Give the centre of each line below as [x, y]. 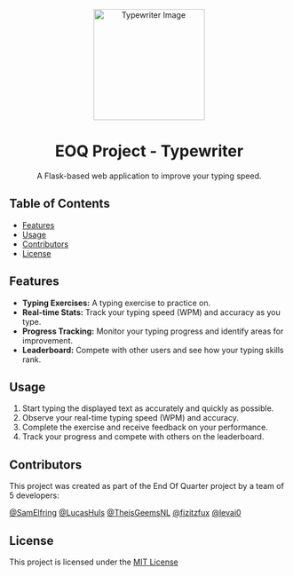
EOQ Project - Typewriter [149, 151]
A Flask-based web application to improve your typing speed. [149, 176]
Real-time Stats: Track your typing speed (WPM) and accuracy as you [151, 312]
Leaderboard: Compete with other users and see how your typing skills [153, 350]
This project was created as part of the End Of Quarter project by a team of [146, 486]
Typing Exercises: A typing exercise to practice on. [116, 303]
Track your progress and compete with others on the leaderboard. [143, 437]
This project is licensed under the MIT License [94, 562]
